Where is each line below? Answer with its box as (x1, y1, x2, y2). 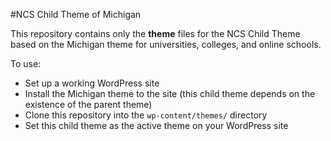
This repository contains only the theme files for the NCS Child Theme (10, 28, 301, 39)
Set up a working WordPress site (24, 77, 160, 89)
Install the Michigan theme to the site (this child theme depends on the (24, 88, 316, 99)
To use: (10, 58, 42, 69)
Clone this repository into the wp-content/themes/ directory (24, 109, 268, 121)
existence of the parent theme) (24, 99, 153, 110)
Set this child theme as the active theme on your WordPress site (24, 120, 289, 131)
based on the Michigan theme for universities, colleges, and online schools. (10, 39, 322, 50)
